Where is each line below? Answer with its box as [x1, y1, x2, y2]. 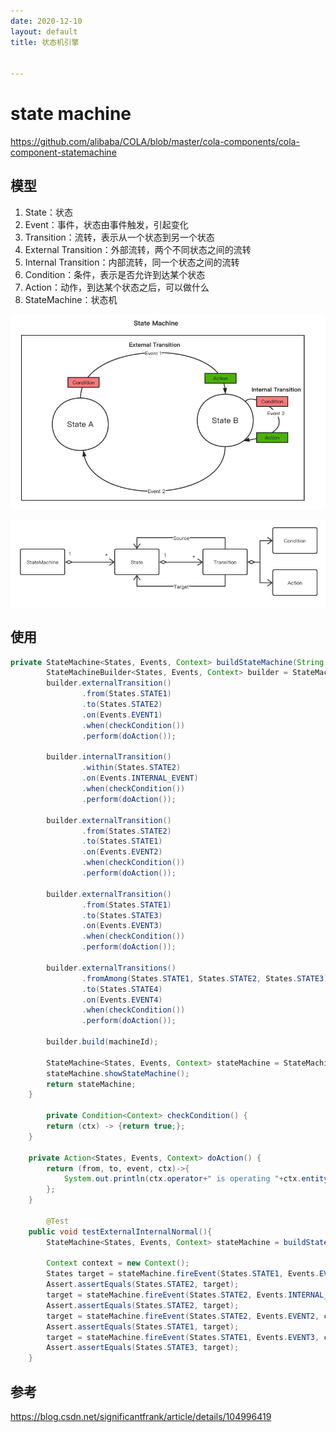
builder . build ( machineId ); [46, 1037, 159, 1047]
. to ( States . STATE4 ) [81, 984, 163, 994]
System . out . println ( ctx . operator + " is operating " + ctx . [63, 1174, 302, 1184]
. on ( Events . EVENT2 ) [81, 847, 163, 857]
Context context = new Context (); [46, 1258, 190, 1269]
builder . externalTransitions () [46, 963, 177, 973]
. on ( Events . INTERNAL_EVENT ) [81, 773, 199, 784]
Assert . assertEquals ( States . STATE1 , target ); [46, 1321, 240, 1332]
